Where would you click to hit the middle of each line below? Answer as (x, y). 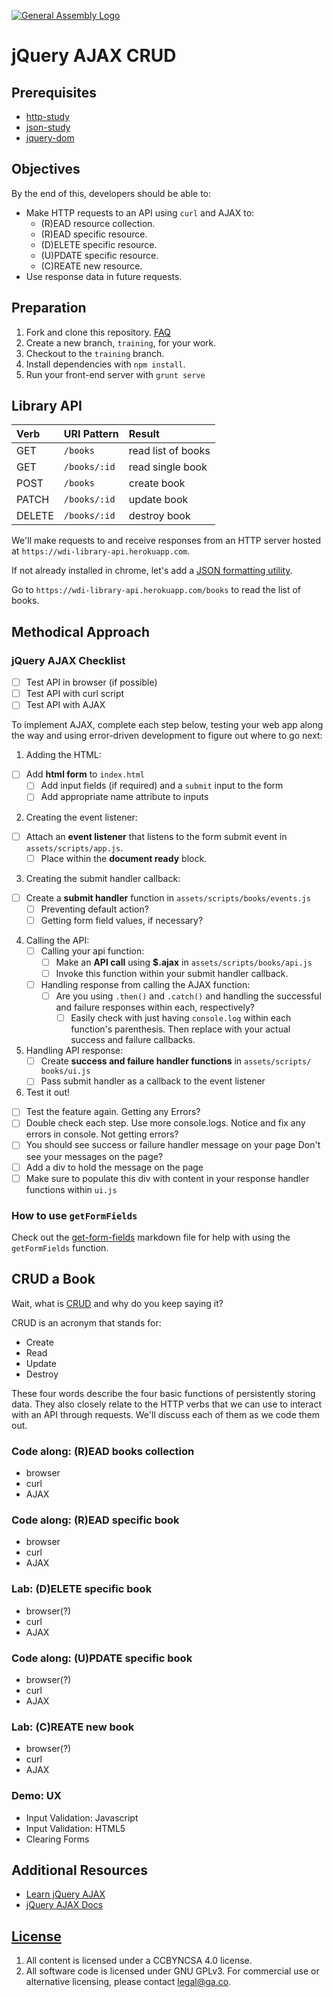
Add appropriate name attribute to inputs (124, 797)
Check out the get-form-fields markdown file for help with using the (151, 1237)
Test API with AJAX (65, 705)
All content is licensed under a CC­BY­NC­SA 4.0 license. (139, 1961)
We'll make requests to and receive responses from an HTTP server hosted (166, 541)
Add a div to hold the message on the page (114, 1167)
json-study (48, 127)
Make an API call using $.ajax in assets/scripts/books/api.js (184, 962)
